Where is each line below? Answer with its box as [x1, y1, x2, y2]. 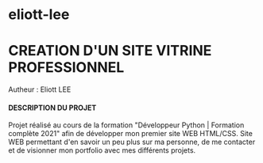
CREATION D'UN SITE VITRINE [8, 42, 212, 60]
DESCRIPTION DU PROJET [8, 103, 97, 112]
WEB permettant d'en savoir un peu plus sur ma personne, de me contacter [8, 137, 256, 147]
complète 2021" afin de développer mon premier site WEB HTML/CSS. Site [8, 129, 253, 138]
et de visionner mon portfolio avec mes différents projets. [8, 146, 196, 155]
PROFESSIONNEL [8, 59, 125, 77]
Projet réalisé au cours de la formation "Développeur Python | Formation [8, 120, 245, 130]
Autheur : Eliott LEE [8, 85, 72, 94]
